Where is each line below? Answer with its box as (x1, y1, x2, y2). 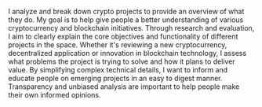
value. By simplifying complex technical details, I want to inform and (8, 65, 228, 74)
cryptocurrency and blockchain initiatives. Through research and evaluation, (8, 24, 255, 32)
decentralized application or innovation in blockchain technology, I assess (8, 49, 247, 57)
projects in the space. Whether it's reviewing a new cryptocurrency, (8, 40, 227, 50)
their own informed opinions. (8, 90, 101, 99)
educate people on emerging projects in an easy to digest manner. (8, 74, 223, 83)
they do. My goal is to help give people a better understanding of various (8, 15, 244, 24)
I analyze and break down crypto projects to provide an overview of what (8, 7, 245, 16)
